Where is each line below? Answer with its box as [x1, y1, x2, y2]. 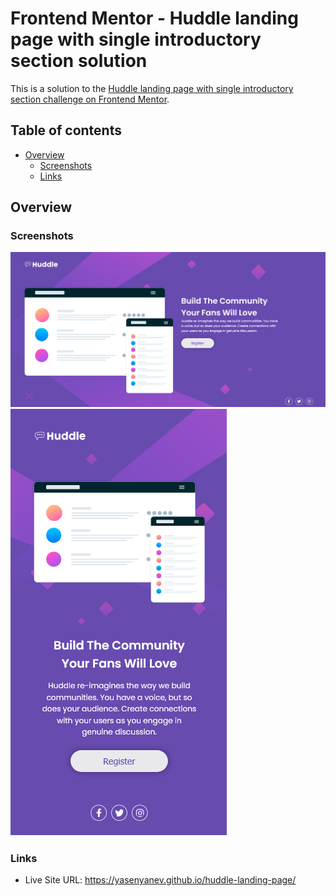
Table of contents [10, 122, 122, 139]
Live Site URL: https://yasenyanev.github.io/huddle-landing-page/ [24, 874, 297, 886]
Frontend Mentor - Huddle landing [10, 7, 299, 30]
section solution [10, 50, 148, 72]
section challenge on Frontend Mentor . [10, 93, 170, 105]
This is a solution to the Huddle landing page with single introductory [10, 82, 294, 94]
